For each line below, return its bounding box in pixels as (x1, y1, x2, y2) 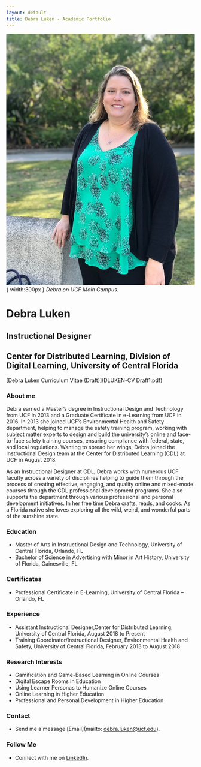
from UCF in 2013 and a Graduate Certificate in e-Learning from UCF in (6, 411, 182, 419)
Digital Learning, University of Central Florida (6, 360, 178, 371)
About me (6, 392, 36, 400)
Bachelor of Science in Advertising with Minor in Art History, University (14, 554, 190, 561)
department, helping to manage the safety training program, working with (6, 424, 187, 431)
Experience (6, 610, 40, 618)
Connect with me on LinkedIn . (14, 754, 89, 761)
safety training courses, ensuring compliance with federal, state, (26, 437, 184, 444)
